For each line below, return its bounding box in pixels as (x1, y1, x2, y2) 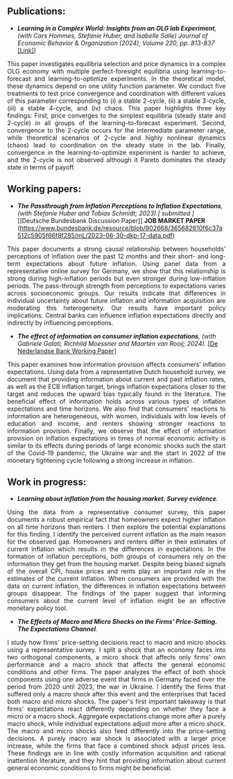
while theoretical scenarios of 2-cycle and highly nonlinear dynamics (7, 133, 226, 142)
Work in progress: (7, 476, 87, 489)
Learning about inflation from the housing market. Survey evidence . (17, 495, 218, 503)
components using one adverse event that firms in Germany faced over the (7, 675, 226, 684)
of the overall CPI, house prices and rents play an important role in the (7, 567, 226, 575)
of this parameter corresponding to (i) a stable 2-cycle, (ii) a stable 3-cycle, (7, 97, 226, 105)
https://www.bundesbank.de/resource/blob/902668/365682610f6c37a (19, 224, 223, 232)
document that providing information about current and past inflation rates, (7, 375, 226, 383)
